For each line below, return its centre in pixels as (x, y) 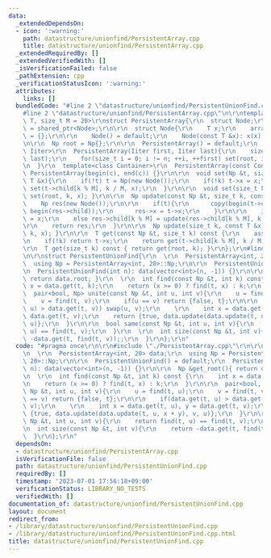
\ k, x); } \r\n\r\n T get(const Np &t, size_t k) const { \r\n (131, 234)
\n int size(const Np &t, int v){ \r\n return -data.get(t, (131, 429)
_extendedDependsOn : (50, 23)
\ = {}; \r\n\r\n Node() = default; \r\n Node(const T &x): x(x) (142, 136)
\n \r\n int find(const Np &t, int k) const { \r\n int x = (133, 376)
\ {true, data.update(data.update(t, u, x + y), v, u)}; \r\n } (133, 414)
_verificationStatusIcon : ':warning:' (81, 83)
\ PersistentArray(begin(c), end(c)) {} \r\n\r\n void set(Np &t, (137, 174)
